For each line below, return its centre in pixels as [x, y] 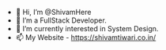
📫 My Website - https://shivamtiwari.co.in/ [86, 37]
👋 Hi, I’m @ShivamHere [53, 12]
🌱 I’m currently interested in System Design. [87, 29]
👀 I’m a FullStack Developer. [61, 20]
